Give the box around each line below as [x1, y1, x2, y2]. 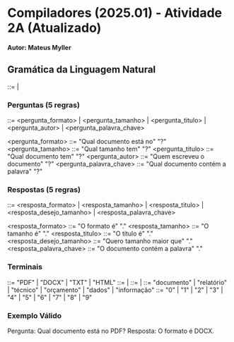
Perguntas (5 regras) [7, 100, 80, 110]
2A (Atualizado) [7, 20, 102, 36]
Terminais [7, 262, 42, 272]
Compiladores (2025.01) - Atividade [7, 5, 223, 21]
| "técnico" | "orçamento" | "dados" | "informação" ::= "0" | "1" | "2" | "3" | [7, 286, 223, 294]
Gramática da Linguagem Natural [7, 63, 156, 75]
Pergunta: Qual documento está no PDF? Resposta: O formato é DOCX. [7, 326, 214, 335]
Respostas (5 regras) [7, 185, 81, 195]
